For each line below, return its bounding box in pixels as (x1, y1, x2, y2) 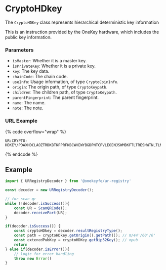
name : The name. (12, 100, 46, 106)
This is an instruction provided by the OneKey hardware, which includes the (5, 29, 159, 35)
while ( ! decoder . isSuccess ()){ (5, 201, 70, 206)
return (14, 242, 28, 247)
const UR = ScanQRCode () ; (14, 206, 68, 211)
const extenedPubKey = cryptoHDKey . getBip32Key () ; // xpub (14, 238, 138, 243)
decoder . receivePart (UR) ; (14, 210, 68, 215)
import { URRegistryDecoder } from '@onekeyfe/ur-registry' (5, 179, 132, 183)
